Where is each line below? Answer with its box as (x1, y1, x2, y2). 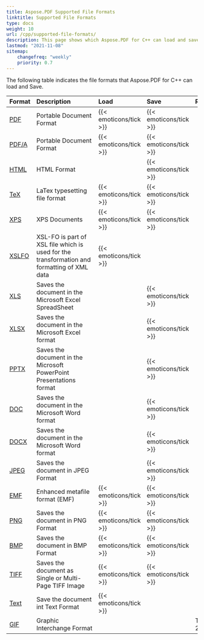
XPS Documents (36, 215, 83, 223)
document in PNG (36, 516, 87, 525)
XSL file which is (36, 240, 84, 249)
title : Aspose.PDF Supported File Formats (6, 8, 115, 15)
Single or (36, 574, 62, 582)
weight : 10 (6, 25, 34, 32)
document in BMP (36, 541, 87, 550)
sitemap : (6, 49, 29, 55)
